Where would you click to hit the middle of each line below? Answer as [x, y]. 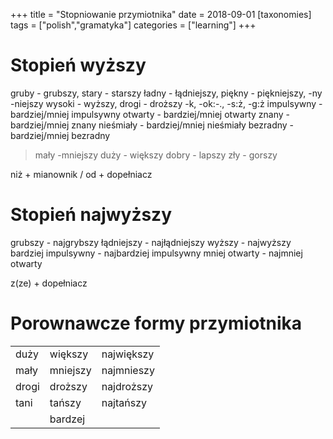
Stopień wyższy [78, 65]
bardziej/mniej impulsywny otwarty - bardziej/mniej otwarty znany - [150, 114]
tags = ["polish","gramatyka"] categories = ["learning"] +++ [133, 25]
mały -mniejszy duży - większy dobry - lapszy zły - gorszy [156, 155]
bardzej [67, 419]
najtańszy [124, 402]
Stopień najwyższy [91, 215]
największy [128, 354]
